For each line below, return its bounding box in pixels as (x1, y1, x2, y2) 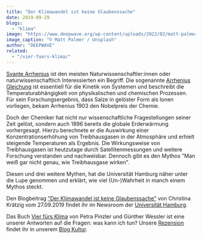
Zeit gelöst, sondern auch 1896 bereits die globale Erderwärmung (6, 120, 169, 127)
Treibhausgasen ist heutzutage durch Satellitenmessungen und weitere (6, 146, 183, 153)
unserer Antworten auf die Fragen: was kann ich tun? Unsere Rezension (6, 219, 185, 226)
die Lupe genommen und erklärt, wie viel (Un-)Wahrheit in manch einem (6, 176, 185, 184)
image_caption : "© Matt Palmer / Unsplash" (6, 37, 117, 43)
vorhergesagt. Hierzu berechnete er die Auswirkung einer (6, 126, 149, 134)
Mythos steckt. (6, 183, 43, 190)
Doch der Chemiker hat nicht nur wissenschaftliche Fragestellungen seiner (6, 114, 191, 121)
